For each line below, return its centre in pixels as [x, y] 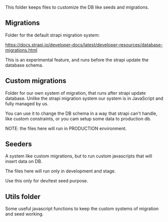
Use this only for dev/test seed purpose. [47, 181]
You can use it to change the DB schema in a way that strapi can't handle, [81, 113]
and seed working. [24, 214]
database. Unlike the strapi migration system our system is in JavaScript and [84, 98]
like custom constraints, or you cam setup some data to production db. [78, 119]
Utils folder [23, 197]
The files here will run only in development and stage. [61, 171]
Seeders [19, 144]
